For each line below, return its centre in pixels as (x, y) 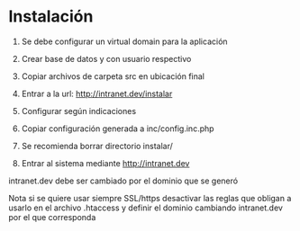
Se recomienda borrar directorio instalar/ (97, 146)
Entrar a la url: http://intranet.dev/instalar (97, 93)
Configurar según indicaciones (79, 111)
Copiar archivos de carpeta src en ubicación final (113, 76)
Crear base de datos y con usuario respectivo (106, 58)
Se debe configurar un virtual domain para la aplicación (124, 41)
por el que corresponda (52, 217)
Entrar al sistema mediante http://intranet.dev (105, 163)
